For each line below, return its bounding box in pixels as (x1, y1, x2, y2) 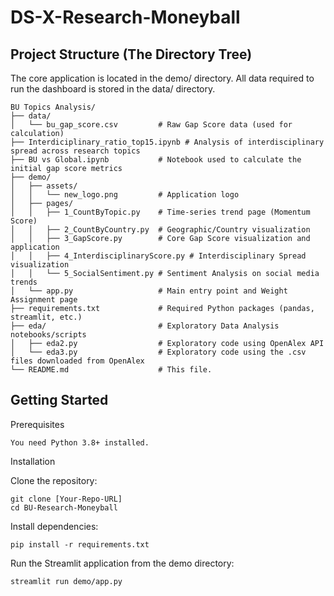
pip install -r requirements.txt (10, 539, 150, 550)
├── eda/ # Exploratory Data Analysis (10, 321, 280, 331)
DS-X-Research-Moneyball (10, 6, 241, 29)
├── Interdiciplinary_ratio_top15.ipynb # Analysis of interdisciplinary (10, 137, 325, 147)
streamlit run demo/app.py (10, 576, 123, 586)
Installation (10, 455, 56, 467)
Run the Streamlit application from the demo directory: (10, 557, 235, 569)
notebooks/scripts (10, 330, 87, 340)
